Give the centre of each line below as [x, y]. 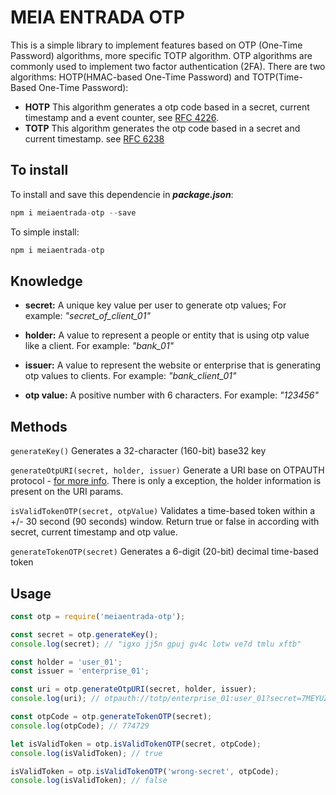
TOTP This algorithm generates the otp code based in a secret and [162, 128]
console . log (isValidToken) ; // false [89, 781]
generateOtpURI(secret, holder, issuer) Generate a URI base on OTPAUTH [167, 470]
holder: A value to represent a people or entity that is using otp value [167, 335]
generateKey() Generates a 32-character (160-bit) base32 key [138, 451]
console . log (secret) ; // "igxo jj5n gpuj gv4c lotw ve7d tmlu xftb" [156, 644]
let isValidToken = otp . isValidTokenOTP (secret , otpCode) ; [136, 744]
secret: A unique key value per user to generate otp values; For [155, 305]
